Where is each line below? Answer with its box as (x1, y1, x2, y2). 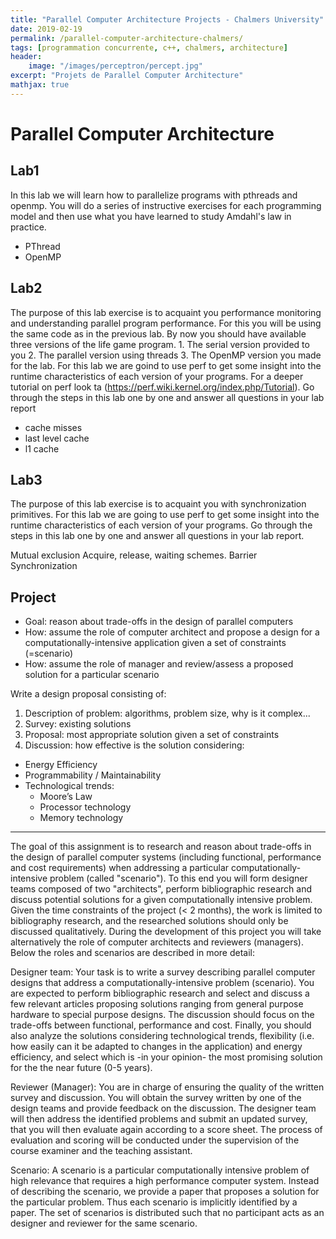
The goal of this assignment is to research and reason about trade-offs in (10, 841, 312, 853)
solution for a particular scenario (24, 669, 160, 681)
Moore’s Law (39, 791, 93, 803)
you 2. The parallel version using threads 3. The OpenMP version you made (10, 349, 322, 361)
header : (10, 52, 43, 62)
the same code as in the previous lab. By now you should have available (10, 327, 307, 340)
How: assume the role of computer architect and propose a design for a (24, 626, 320, 638)
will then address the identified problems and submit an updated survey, (10, 1113, 308, 1125)
